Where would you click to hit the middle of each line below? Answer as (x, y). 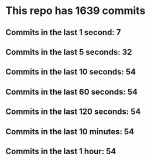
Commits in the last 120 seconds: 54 (73, 112)
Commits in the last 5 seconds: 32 (69, 52)
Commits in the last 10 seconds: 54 (71, 72)
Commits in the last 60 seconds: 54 (72, 92)
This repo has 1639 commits (75, 11)
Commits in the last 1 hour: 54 (61, 151)
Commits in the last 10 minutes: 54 (70, 132)
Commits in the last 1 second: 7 (63, 32)
